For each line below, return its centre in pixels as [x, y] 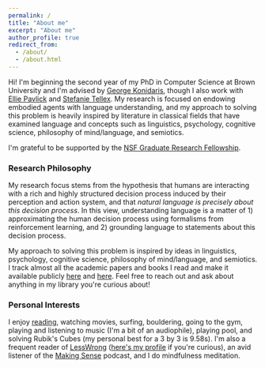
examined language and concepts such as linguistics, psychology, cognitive [132, 124]
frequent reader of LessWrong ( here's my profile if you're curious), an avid [130, 347]
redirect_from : [33, 45]
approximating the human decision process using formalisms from [116, 219]
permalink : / [30, 15]
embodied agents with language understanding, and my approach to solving [132, 107]
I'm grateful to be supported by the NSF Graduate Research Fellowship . [125, 148]
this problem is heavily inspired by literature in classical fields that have [124, 115]
